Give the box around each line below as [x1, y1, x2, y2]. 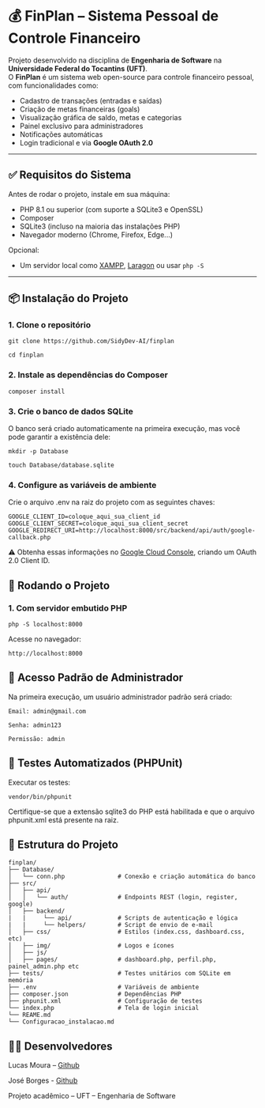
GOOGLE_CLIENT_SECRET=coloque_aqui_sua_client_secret [8, 520, 189, 528]
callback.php [8, 534, 51, 542]
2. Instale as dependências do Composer [8, 369, 168, 380]
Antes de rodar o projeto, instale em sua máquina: [8, 189, 170, 199]
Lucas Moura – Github [8, 1061, 80, 1070]
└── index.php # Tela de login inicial [8, 1004, 200, 1012]
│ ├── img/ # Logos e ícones [8, 942, 175, 950]
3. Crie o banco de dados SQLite [8, 406, 134, 417]
